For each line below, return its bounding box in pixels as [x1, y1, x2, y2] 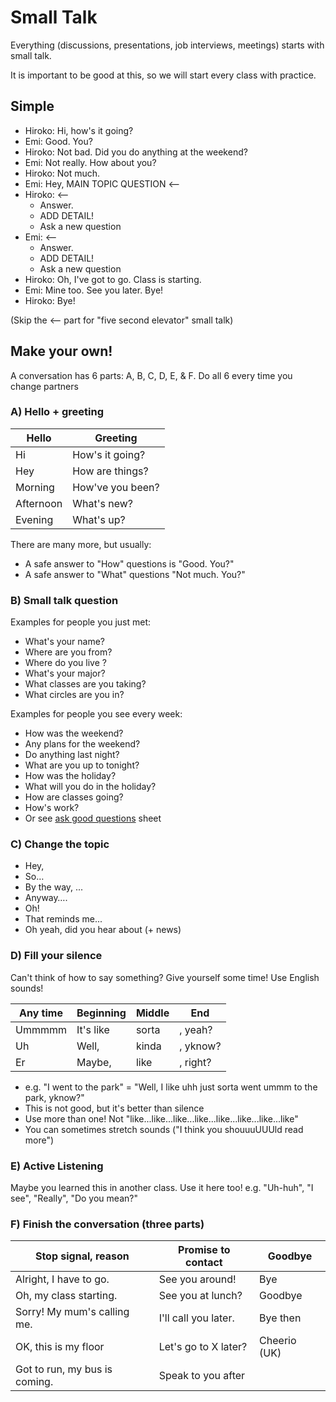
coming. [15, 1375, 54, 1389]
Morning [15, 480, 55, 494]
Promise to [178, 1243, 231, 1257]
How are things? [72, 464, 149, 478]
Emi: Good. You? [24, 135, 93, 147]
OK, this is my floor [15, 1340, 105, 1354]
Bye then [259, 1311, 302, 1325]
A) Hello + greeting [10, 405, 105, 419]
